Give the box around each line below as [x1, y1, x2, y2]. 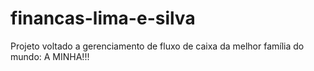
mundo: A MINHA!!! [10, 50, 90, 62]
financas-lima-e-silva [10, 7, 196, 30]
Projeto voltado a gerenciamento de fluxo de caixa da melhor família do [10, 40, 305, 52]
